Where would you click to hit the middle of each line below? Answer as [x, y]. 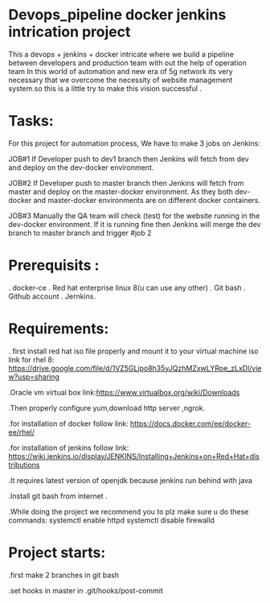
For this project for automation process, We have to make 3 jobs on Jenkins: [135, 143]
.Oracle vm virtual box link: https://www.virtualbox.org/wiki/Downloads [124, 392]
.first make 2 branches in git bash [63, 575]
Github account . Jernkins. [52, 296]
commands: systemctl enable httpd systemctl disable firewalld [112, 520]
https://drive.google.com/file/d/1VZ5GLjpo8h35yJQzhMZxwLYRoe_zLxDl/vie [135, 368]
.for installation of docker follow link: [68, 423]
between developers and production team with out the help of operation [128, 63]
